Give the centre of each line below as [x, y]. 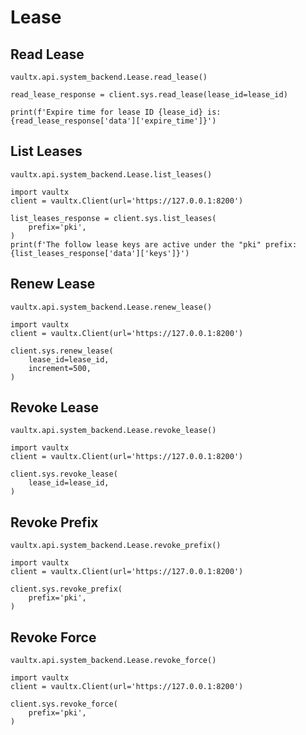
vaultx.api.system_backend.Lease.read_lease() [109, 77]
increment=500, [60, 368]
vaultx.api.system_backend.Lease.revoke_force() [113, 661]
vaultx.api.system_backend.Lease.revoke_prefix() [116, 546]
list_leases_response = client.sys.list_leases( [113, 218]
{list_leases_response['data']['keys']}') [100, 253]
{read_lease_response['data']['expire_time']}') [113, 121]
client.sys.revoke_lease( [64, 474]
